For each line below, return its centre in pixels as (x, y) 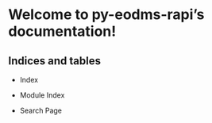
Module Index (42, 95)
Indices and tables (55, 61)
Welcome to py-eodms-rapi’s (106, 15)
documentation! (62, 31)
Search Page (40, 110)
